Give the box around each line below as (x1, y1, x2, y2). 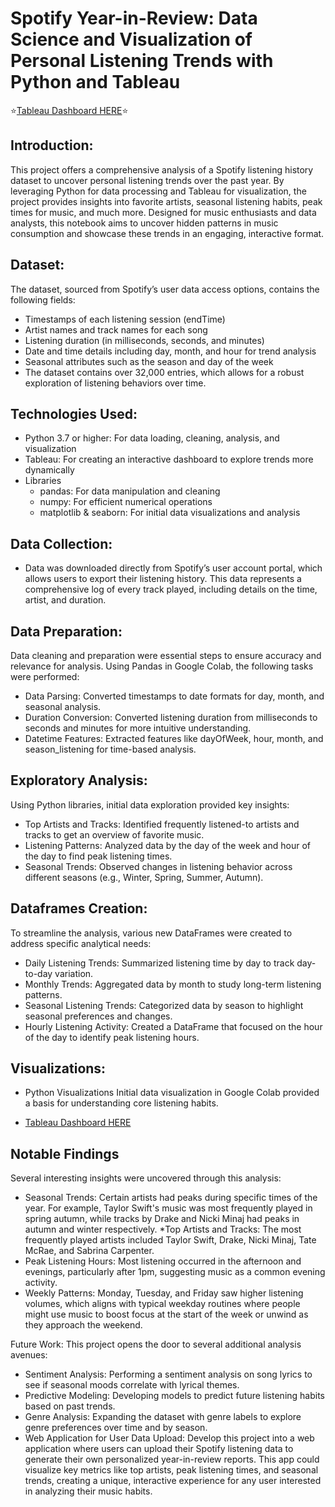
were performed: (10, 671, 80, 682)
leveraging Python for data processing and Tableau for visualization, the (10, 185, 307, 197)
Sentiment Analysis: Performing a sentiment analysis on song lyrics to (24, 1368, 313, 1381)
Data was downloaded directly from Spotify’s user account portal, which (24, 562, 323, 574)
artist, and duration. (24, 594, 107, 606)
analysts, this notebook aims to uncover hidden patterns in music (10, 217, 279, 229)
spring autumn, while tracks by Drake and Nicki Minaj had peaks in (24, 1213, 300, 1225)
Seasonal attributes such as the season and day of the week (24, 355, 274, 367)
